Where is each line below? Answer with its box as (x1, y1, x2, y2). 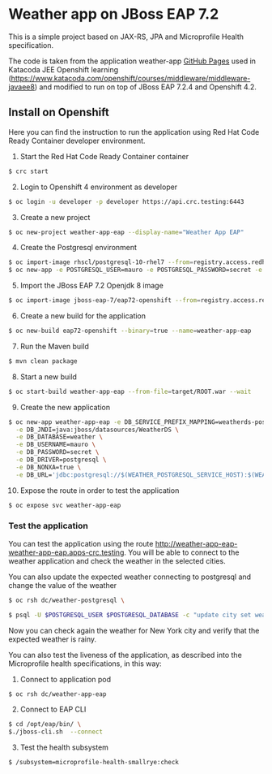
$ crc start (8, 167, 49, 175)
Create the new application (19, 402, 111, 412)
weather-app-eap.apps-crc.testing (8, 547, 125, 557)
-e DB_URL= (15, 470, 53, 479)
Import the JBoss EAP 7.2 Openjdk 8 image (19, 281, 164, 291)
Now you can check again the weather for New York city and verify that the (8, 625, 260, 635)
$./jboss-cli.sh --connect (8, 728, 104, 736)
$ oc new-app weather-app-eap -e (8, 417, 121, 426)
